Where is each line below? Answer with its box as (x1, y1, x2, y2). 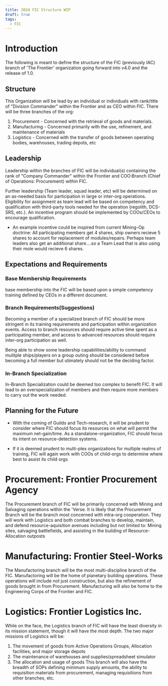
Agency (5, 484, 39, 496)
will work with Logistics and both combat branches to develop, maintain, (5, 517, 155, 523)
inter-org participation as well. (5, 337, 68, 343)
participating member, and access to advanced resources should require (5, 331, 155, 337)
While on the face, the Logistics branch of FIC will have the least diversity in (5, 622, 162, 628)
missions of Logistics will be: (5, 633, 65, 639)
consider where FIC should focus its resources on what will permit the (12, 425, 157, 431)
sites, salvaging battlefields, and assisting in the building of (5, 528, 127, 534)
